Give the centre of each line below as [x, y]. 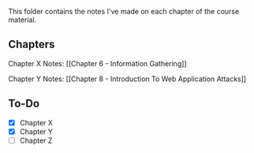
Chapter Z [36, 140]
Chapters [32, 45]
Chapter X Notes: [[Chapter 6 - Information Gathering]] [97, 63]
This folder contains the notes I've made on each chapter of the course [124, 11]
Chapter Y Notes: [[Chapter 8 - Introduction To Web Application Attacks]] [127, 79]
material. [22, 20]
